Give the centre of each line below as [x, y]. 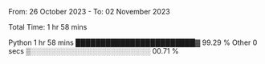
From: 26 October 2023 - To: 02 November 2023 [89, 12]
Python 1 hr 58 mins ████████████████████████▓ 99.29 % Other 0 [133, 42]
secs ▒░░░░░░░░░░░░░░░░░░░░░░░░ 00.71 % [94, 51]
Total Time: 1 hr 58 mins [48, 27]
